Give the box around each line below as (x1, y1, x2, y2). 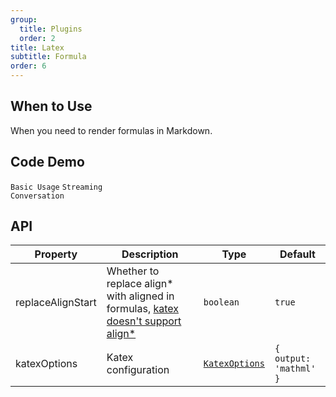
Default (279, 247, 316, 261)
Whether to (106, 264, 160, 278)
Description (121, 247, 179, 261)
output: (274, 353, 312, 365)
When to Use (10, 98, 93, 115)
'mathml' (274, 363, 317, 375)
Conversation (10, 191, 65, 201)
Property (34, 247, 78, 261)
